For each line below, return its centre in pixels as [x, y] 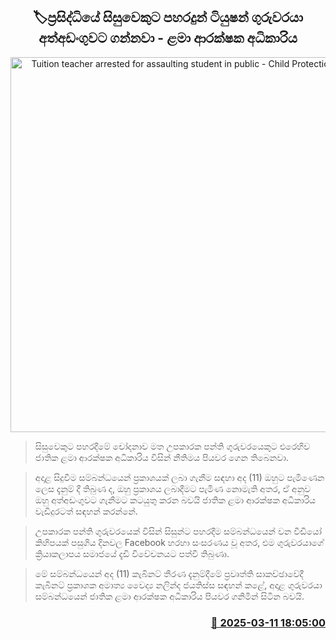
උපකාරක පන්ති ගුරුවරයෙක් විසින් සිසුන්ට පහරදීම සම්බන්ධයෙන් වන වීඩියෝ [178, 531]
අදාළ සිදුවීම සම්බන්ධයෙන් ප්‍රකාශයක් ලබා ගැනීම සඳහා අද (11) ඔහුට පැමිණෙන [179, 477]
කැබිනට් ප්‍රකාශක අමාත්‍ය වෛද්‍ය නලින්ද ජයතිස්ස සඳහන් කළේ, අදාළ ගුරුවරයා [178, 585]
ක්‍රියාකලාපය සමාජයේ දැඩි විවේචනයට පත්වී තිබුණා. [132, 553]
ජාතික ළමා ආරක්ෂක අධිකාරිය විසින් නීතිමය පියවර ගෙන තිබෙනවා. [161, 457]
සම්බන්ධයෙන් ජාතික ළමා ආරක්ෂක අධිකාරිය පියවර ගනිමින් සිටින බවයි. [169, 596]
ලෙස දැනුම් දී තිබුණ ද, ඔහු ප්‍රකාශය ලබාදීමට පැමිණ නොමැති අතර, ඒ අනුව [173, 488]
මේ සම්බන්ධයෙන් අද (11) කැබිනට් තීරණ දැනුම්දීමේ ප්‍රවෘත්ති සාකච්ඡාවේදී [169, 573]
